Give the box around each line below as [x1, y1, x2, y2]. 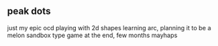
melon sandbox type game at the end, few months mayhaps [7, 31, 178, 39]
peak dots [7, 5, 51, 17]
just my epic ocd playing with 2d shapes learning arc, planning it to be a [7, 23, 212, 32]
